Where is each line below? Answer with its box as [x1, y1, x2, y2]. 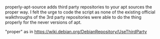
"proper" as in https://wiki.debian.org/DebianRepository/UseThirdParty [5, 29, 147, 34]
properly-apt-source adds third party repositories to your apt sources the [5, 4, 152, 10]
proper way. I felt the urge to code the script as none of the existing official [5, 9, 156, 15]
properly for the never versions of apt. [5, 19, 82, 25]
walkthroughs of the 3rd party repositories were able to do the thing [5, 14, 141, 20]
